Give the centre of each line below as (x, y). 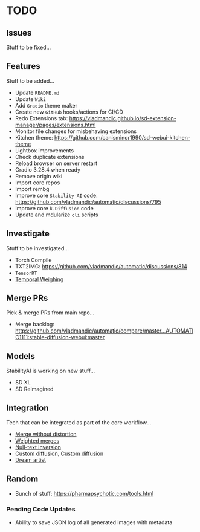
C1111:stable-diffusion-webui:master (60, 337)
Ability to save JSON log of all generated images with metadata (94, 522)
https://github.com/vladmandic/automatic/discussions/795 (88, 202)
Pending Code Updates (41, 509)
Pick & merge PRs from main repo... (50, 313)
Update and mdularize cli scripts (56, 215)
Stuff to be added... (30, 81)
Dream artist (31, 460)
